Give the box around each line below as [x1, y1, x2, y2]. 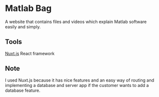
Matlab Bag [5, 3, 52, 14]
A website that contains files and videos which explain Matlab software [5, 19, 147, 24]
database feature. [5, 87, 41, 93]
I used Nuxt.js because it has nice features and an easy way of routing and [5, 77, 154, 83]
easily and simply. [5, 24, 41, 29]
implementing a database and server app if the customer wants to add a [5, 82, 149, 88]
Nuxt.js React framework [5, 50, 55, 56]
